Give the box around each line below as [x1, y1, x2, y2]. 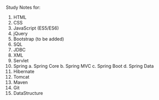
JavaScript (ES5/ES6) [13, 25, 59, 31]
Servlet [13, 58, 29, 63]
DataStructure [13, 90, 43, 96]
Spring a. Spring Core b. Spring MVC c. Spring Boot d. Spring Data [13, 63, 154, 69]
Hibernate [13, 68, 35, 74]
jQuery [13, 31, 28, 36]
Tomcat [13, 74, 30, 80]
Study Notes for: [6, 5, 41, 10]
